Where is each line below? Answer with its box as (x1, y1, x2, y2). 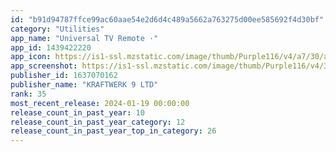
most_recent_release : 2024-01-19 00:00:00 (10, 98, 190, 108)
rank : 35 (10, 89, 47, 99)
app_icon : (10, 52, 52, 62)
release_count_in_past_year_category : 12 (10, 117, 186, 127)
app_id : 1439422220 (10, 42, 92, 53)
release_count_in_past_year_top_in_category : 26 (10, 126, 217, 136)
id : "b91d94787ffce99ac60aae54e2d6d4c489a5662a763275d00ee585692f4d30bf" (10, 14, 325, 25)
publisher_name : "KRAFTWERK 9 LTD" (10, 80, 159, 90)
